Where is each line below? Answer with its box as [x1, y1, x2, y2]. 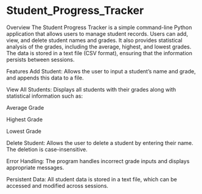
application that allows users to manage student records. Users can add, [6, 30, 189, 37]
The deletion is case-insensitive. [6, 145, 88, 153]
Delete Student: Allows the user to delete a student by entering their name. [6, 139, 193, 146]
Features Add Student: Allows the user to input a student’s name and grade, [6, 67, 196, 75]
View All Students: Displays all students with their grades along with [6, 85, 176, 93]
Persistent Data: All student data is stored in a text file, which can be [6, 175, 178, 182]
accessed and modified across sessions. [6, 182, 108, 189]
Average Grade [6, 104, 44, 111]
